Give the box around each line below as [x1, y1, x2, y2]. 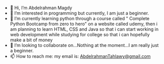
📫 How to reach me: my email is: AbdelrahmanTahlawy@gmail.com [10, 53, 151, 59]
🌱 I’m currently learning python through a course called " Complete [10, 16, 150, 21]
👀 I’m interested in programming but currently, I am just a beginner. [10, 10, 149, 16]
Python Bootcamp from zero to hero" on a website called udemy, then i [10, 21, 158, 27]
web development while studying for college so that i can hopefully [10, 32, 150, 37]
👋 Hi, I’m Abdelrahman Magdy [10, 5, 72, 11]
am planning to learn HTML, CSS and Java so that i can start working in [10, 26, 159, 32]
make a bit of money [10, 37, 53, 43]
